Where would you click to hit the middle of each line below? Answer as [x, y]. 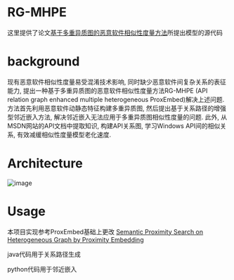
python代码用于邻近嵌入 [42, 269]
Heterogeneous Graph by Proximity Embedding [76, 239]
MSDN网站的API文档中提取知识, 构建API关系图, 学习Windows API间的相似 [114, 126]
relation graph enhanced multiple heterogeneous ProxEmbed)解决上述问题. [116, 99]
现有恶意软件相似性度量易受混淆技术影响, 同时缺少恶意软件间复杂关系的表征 [117, 82]
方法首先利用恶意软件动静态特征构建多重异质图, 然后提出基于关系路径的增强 [117, 108]
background [44, 62]
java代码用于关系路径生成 [44, 254]
